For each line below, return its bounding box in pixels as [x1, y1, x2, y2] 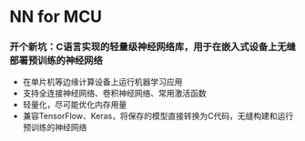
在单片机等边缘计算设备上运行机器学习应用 [22, 76, 183, 87]
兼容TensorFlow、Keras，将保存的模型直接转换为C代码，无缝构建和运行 [22, 111, 294, 122]
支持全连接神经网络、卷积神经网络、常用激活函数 [22, 88, 207, 99]
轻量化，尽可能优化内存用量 [22, 99, 127, 110]
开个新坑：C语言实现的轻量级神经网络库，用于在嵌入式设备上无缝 [9, 41, 296, 54]
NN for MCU [9, 6, 103, 27]
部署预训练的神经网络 [9, 55, 103, 67]
